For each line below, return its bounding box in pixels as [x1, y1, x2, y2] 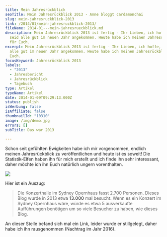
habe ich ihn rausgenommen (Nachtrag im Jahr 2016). [5, 226, 116, 232]
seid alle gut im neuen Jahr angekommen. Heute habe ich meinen [9, 35, 146, 40]
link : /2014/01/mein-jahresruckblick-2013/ [5, 21, 97, 26]
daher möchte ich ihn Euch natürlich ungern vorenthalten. [5, 161, 123, 167]
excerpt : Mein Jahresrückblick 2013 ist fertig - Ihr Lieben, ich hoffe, [5, 44, 162, 49]
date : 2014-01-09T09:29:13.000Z [5, 95, 72, 100]
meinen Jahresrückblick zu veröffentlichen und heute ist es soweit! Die [5, 151, 150, 157]
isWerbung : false [5, 104, 41, 109]
